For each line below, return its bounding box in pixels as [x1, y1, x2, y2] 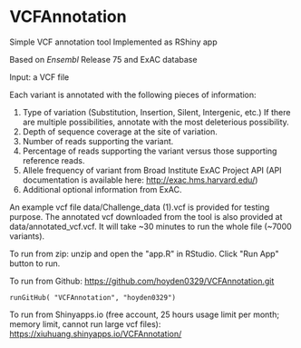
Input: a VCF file [9, 71, 70, 83]
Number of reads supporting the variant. [22, 135, 174, 146]
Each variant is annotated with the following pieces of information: [9, 89, 257, 100]
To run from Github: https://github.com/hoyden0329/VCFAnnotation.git [9, 275, 275, 286]
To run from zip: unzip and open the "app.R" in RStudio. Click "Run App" [9, 248, 279, 259]
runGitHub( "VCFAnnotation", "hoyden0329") [9, 293, 177, 302]
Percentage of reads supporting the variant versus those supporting [22, 145, 277, 156]
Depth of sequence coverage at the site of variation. [22, 125, 218, 137]
